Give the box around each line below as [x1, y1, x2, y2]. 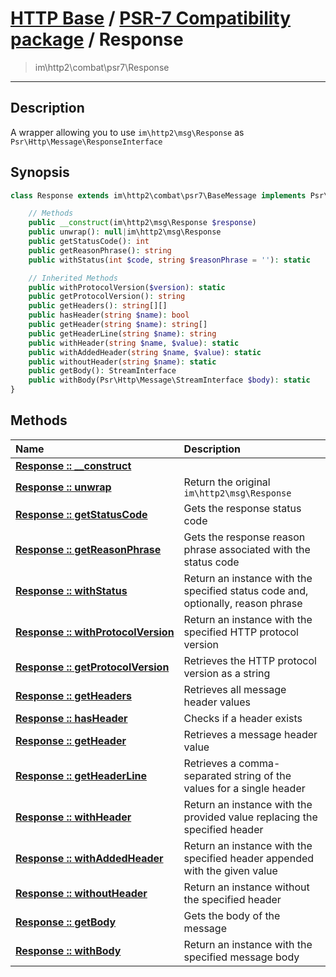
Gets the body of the [183, 908, 281, 922]
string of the [233, 768, 292, 782]
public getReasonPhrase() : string [28, 245, 172, 256]
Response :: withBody [15, 943, 122, 957]
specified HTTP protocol [183, 625, 299, 639]
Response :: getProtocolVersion [15, 660, 170, 674]
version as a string [183, 666, 271, 680]
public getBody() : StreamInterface [28, 366, 177, 376]
